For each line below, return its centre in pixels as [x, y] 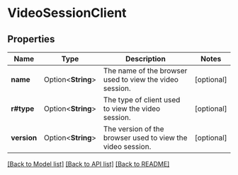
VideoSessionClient [67, 13]
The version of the [134, 129]
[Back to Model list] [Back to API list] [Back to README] [89, 164]
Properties [31, 39]
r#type [23, 109]
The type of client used [142, 100]
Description [146, 59]
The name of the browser [145, 71]
